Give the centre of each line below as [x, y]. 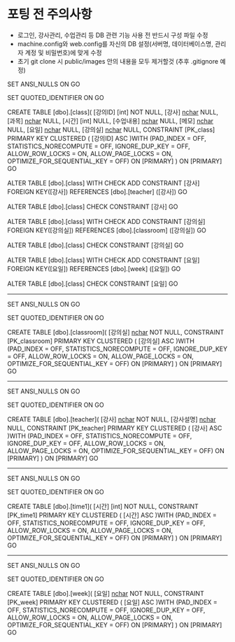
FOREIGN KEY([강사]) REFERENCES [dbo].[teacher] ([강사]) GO [97, 191]
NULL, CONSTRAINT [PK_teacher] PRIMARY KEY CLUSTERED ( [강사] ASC [115, 428]
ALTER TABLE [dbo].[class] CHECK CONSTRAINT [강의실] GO [95, 245]
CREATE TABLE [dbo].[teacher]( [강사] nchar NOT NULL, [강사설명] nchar [112, 419]
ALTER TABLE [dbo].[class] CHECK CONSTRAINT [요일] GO [93, 284]
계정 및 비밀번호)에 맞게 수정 [64, 53]
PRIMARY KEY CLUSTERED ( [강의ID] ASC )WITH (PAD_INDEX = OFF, [107, 138]
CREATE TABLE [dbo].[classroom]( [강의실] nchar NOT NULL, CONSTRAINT [116, 332]
